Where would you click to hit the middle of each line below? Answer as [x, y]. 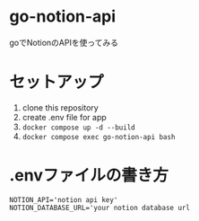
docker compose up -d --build [79, 128]
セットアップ [57, 82]
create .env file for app [65, 117]
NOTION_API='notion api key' [64, 199]
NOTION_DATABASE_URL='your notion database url [100, 208]
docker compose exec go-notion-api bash [99, 137]
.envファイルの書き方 [89, 176]
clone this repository [60, 107]
